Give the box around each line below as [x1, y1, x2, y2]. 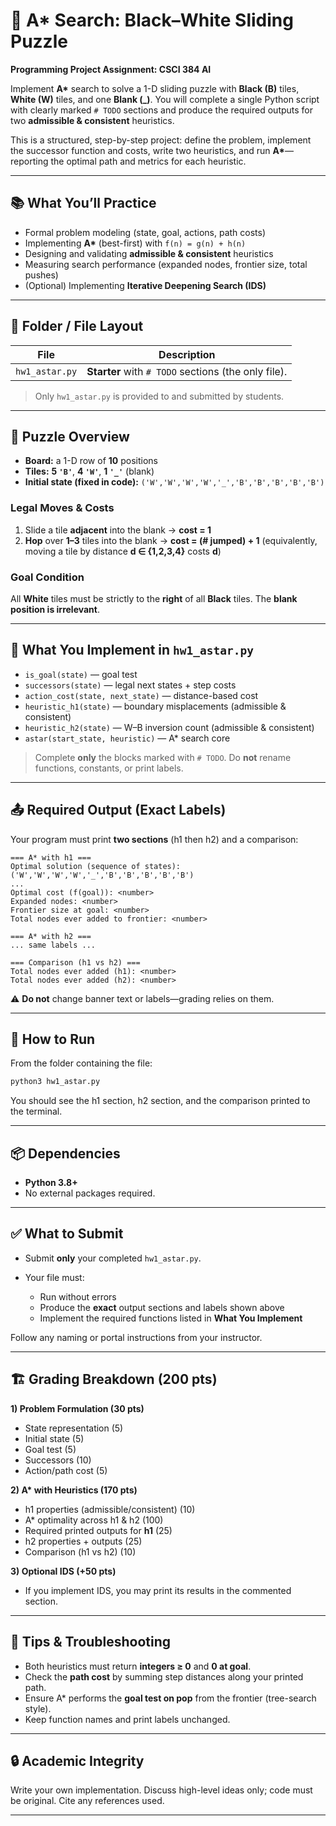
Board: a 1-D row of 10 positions [24, 455, 158, 467]
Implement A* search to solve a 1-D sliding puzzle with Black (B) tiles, [10, 82, 300, 94]
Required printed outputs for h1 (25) [24, 1524, 173, 1536]
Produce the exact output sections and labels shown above [39, 1301, 285, 1313]
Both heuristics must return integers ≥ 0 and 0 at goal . [24, 1660, 252, 1672]
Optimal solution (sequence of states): [10, 861, 182, 871]
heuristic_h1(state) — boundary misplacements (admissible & [24, 700, 287, 712]
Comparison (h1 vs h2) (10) [24, 1545, 137, 1558]
